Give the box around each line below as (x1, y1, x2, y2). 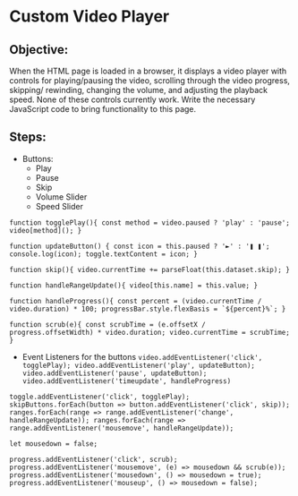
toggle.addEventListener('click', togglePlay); (9, 392, 191, 401)
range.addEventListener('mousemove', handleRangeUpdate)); (9, 423, 234, 432)
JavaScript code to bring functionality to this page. (9, 104, 197, 114)
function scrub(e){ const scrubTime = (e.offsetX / (9, 320, 206, 329)
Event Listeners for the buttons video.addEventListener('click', (21, 351, 263, 362)
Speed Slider (35, 201, 83, 211)
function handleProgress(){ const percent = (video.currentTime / (9, 296, 262, 305)
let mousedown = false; (9, 439, 98, 449)
